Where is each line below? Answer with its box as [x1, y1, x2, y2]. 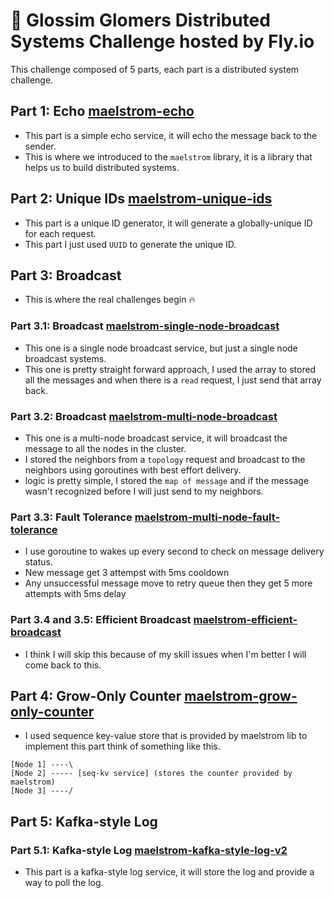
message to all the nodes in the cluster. [24, 442, 187, 454]
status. [24, 556, 53, 568]
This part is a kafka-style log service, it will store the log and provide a [24, 866, 315, 878]
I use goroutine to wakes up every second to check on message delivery [24, 545, 325, 558]
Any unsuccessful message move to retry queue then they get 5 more [24, 577, 313, 589]
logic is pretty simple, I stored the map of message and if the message [24, 474, 310, 486]
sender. [24, 140, 57, 152]
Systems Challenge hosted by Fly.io [10, 30, 315, 53]
